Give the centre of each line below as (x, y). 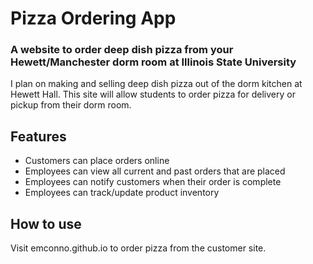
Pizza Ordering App (93, 18)
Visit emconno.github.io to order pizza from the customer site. (138, 248)
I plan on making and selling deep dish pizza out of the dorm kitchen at (156, 84)
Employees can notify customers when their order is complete (153, 182)
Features (38, 136)
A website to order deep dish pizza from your (122, 50)
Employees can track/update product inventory (122, 193)
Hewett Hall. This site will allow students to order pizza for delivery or (153, 94)
